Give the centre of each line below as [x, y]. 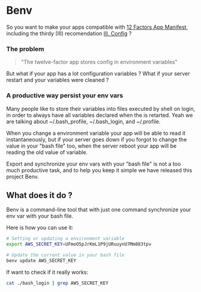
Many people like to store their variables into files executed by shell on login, [101, 109]
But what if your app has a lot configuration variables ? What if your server [98, 74]
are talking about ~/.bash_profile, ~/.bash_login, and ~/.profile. [83, 121]
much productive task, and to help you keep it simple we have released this [99, 170]
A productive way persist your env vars [65, 95]
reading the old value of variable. [47, 152]
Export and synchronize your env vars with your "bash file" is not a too [94, 164]
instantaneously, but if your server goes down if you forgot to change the [97, 139]
